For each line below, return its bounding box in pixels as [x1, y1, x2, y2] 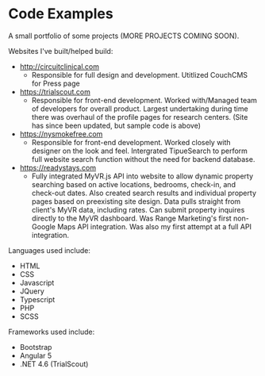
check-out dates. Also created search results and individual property [31, 188, 256, 198]
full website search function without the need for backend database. [31, 154, 255, 163]
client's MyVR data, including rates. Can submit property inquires [31, 205, 245, 214]
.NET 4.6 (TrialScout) [19, 359, 89, 369]
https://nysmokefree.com [19, 129, 103, 139]
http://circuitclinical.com [19, 61, 99, 71]
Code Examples [8, 5, 113, 23]
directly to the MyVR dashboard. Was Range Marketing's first [31, 213, 232, 223]
